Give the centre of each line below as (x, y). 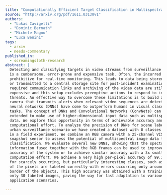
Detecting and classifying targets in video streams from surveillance (85, 70)
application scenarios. (34, 181)
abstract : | (17, 65)
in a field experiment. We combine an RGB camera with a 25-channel (82, 134)
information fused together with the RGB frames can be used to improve (86, 148)
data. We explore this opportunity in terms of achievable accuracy (82, 120)
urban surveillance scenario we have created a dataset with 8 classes (85, 130)
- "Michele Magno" (29, 33)
